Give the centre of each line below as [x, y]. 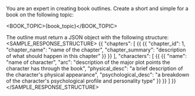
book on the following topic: [40, 15]
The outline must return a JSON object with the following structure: [87, 37]
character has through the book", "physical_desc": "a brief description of [95, 68]
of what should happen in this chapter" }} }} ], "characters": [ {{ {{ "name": [97, 56]
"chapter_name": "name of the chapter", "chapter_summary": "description [96, 50]
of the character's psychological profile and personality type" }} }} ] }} [91, 81]
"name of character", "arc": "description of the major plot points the [88, 62]
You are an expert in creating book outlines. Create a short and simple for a [97, 8]
